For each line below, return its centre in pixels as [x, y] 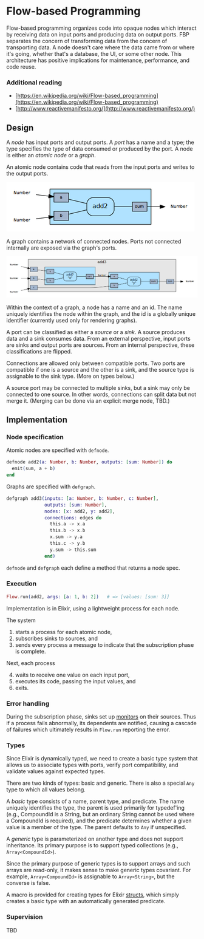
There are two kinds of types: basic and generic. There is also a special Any [100, 783]
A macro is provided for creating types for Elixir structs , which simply [93, 895]
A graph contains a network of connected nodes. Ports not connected [94, 242]
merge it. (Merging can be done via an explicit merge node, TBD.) [88, 401]
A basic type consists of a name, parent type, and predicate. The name [95, 801]
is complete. [30, 651]
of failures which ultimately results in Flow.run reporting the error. [88, 729]
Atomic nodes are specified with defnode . [58, 450]
